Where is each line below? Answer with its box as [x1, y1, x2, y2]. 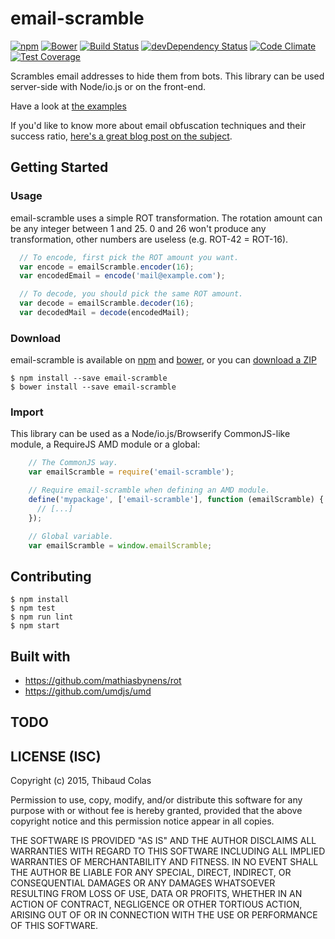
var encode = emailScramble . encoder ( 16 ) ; [19, 262, 195, 272]
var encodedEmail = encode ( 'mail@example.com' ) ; [19, 271, 226, 281]
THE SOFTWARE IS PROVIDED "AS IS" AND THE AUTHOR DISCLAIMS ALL [10, 835, 317, 847]
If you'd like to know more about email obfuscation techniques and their [10, 119, 307, 131]
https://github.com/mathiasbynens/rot [24, 675, 182, 687]
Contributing [10, 568, 92, 585]
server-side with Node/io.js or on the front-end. [10, 80, 207, 92]
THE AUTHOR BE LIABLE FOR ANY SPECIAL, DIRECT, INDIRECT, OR [10, 867, 292, 879]
